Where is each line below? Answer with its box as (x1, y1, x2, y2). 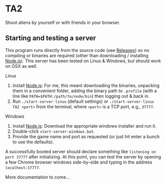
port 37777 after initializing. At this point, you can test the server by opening (5, 154, 161, 160)
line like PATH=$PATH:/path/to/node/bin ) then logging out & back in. (12, 93, 150, 99)
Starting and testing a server (5, 34, 96, 42)
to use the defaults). (12, 139, 54, 145)
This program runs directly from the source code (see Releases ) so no (5, 47, 150, 53)
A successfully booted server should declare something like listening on (5, 148, 156, 155)
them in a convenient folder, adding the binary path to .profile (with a (12, 88, 157, 94)
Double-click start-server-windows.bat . (12, 128, 95, 134)
